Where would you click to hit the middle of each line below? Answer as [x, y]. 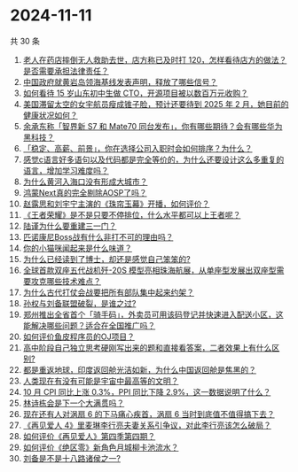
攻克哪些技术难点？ [66, 281]
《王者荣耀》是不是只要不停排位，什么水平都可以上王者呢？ [132, 214]
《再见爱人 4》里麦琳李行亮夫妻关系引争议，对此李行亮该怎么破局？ [147, 425]
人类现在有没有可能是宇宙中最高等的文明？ [101, 381]
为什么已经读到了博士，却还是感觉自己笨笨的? [106, 259]
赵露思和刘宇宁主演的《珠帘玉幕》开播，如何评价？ [116, 204]
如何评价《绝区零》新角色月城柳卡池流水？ [101, 447]
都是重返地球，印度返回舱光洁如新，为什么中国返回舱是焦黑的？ [139, 369]
